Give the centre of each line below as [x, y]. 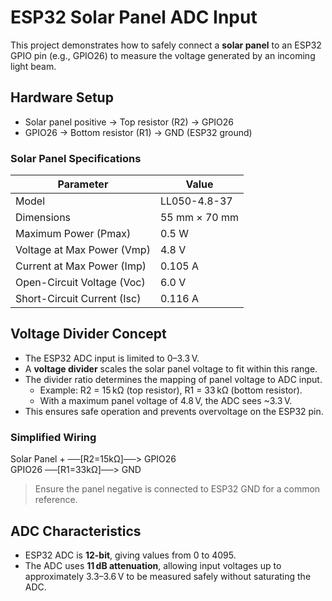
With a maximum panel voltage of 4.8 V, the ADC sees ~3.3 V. [166, 400]
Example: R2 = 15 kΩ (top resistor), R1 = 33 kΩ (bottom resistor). [171, 390]
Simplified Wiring [53, 437]
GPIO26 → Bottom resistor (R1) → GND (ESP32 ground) [138, 132]
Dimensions [43, 218]
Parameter [83, 184]
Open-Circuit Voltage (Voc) [80, 283]
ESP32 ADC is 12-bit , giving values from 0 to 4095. [130, 555]
